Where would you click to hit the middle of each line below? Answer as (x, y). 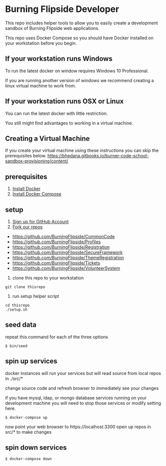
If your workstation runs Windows (59, 59)
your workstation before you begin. (41, 43)
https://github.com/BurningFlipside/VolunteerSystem (66, 268)
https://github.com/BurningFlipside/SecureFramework (67, 252)
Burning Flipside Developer (62, 9)
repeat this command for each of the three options (56, 337)
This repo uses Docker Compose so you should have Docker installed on (79, 38)
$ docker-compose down (28, 459)
